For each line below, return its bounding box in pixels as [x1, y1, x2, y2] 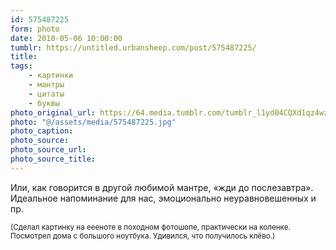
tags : [10, 61, 33, 71]
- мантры [28, 80, 65, 90]
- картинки [28, 71, 74, 81]
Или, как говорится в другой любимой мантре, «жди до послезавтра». [10, 181, 314, 193]
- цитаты [28, 89, 65, 99]
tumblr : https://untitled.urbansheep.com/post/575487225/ [10, 42, 257, 53]
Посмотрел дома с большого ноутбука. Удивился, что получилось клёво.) [10, 231, 276, 241]
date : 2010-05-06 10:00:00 [10, 33, 123, 43]
